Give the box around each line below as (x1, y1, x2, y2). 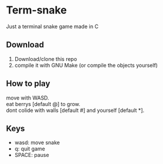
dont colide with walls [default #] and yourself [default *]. (6, 107, 145, 114)
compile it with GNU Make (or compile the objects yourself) (14, 61, 158, 69)
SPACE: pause (14, 152, 49, 159)
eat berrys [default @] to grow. (6, 100, 81, 107)
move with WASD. (6, 94, 49, 101)
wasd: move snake (14, 139, 60, 146)
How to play (6, 78, 50, 88)
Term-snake (6, 4, 67, 17)
